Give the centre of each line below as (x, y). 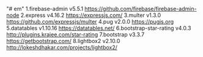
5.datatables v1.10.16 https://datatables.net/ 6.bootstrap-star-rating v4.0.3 (99, 28)
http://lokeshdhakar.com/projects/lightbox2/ (62, 47)
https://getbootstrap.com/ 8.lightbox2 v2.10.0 (63, 41)
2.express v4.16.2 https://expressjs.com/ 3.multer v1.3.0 (90, 15)
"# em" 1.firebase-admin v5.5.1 (45, 9)
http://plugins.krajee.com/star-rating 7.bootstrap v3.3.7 (76, 35)
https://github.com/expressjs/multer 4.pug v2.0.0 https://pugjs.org (90, 22)
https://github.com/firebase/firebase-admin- (141, 9)
